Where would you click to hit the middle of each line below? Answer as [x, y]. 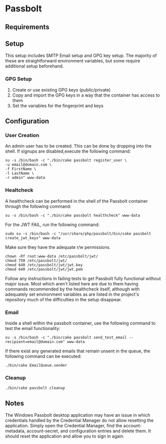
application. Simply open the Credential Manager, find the [64, 426]
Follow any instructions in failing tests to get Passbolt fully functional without [83, 278]
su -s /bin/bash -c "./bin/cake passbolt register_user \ [66, 161]
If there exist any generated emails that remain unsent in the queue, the [78, 351]
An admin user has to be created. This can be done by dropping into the [78, 146]
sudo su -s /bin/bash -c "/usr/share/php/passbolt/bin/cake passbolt [78, 233]
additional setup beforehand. [35, 66]
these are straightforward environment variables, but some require [73, 61]
